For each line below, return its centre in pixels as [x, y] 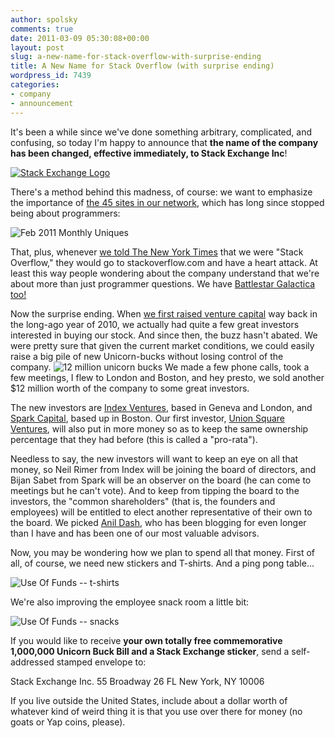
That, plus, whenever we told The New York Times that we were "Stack [157, 252]
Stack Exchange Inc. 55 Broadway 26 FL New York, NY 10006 [137, 681]
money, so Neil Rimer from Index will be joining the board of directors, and [163, 469]
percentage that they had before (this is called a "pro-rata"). [134, 439]
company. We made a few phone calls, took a [160, 367]
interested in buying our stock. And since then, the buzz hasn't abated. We [164, 335]
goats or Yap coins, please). [68, 722]
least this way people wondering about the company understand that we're [165, 273]
